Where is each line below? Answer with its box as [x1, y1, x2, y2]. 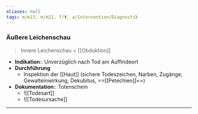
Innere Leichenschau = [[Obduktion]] [20, 46, 111, 53]
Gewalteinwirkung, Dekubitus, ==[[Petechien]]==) [23, 77, 146, 84]
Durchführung [14, 64, 51, 71]
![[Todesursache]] [23, 95, 68, 103]
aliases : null [6, 8, 41, 15]
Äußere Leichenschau [6, 33, 71, 42]
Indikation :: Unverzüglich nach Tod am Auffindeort [14, 58, 138, 65]
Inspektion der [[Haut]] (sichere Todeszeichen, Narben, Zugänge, [23, 71, 183, 78]
